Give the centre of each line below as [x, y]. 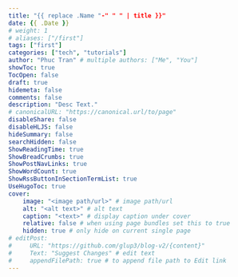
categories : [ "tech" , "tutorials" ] [67, 53]
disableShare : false [43, 120]
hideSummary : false [41, 134]
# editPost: [28, 239]
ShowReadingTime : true [46, 149]
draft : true [28, 82]
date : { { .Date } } [39, 23]
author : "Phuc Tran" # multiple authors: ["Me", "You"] [103, 61]
